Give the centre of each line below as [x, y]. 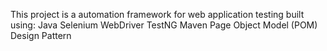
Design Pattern [41, 35]
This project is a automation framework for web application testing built [157, 14]
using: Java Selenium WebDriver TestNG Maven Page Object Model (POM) [164, 25]
